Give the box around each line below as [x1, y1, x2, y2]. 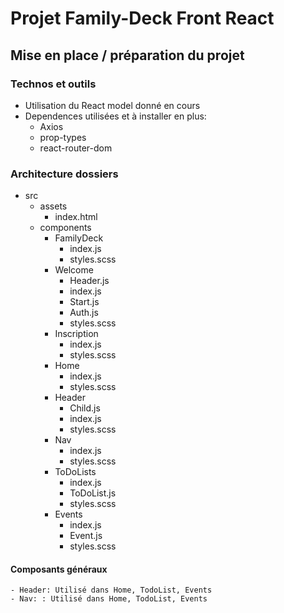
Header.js [69, 275, 110, 287]
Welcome [54, 264, 94, 276]
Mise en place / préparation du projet [10, 47, 245, 64]
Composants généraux [10, 563, 108, 575]
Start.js [69, 296, 100, 308]
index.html [54, 211, 98, 223]
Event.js [69, 530, 103, 542]
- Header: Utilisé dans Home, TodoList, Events [10, 585, 213, 596]
